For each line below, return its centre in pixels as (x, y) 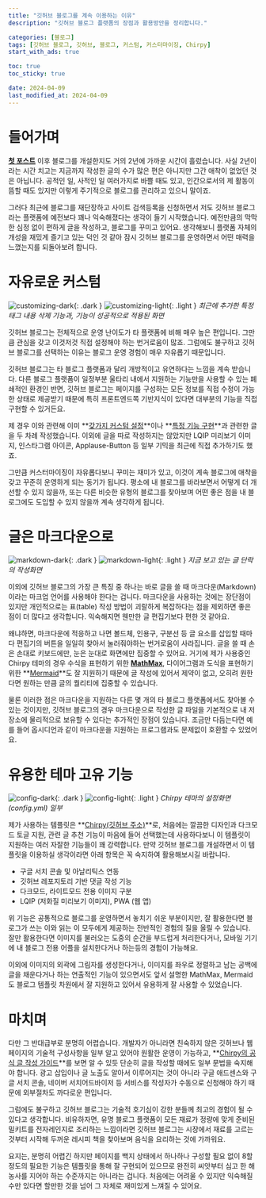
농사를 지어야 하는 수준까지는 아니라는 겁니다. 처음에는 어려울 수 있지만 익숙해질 (131, 1176)
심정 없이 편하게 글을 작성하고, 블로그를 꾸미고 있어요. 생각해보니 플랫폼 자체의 (137, 227)
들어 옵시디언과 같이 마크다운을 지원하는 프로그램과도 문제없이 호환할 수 (126, 730)
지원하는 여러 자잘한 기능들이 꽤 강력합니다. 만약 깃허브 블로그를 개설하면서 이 (127, 845)
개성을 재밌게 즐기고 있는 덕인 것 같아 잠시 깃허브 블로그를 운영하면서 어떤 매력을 (132, 237)
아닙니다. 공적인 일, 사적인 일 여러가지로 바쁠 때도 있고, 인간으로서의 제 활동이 (135, 180)
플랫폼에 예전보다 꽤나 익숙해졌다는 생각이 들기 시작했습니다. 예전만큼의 (133, 217)
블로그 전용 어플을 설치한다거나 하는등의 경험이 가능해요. (112, 948)
